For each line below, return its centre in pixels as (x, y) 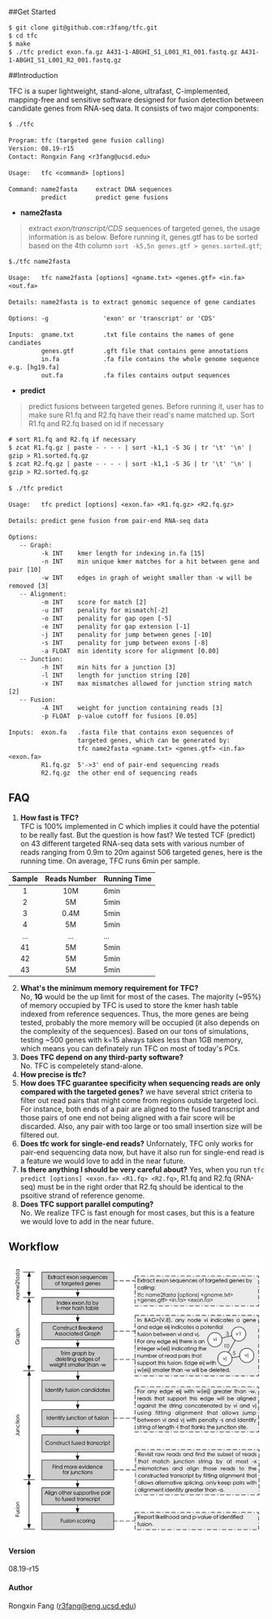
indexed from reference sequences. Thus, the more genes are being (134, 1014)
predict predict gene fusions (105, 198)
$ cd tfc (23, 36)
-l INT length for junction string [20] (116, 675)
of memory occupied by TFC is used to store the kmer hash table (129, 1005)
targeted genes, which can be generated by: (154, 740)
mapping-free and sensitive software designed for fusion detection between (136, 100)
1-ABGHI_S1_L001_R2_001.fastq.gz (65, 60)
